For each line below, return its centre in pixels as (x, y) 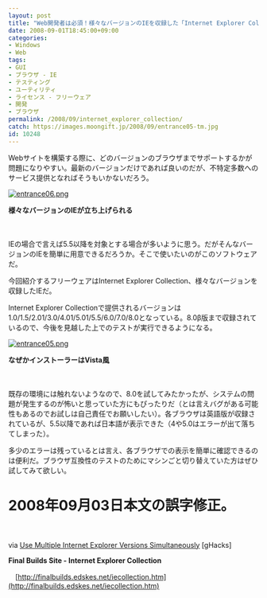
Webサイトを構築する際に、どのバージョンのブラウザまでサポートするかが (130, 158)
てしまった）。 (31, 433)
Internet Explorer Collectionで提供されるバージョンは (95, 307)
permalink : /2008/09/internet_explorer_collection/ (95, 119)
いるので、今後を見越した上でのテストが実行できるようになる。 (112, 327)
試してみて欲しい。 (40, 470)
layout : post (30, 16)
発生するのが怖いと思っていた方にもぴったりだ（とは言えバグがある (133, 404)
